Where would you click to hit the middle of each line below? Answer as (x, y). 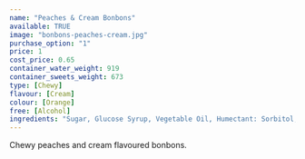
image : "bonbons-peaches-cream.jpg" (79, 35)
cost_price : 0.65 (42, 60)
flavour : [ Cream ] (42, 94)
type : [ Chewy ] (36, 85)
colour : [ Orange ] (42, 102)
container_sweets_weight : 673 (67, 77)
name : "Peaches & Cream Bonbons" (73, 18)
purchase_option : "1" (50, 43)
